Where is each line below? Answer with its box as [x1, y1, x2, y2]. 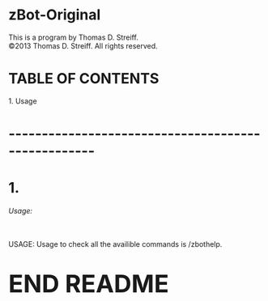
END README [8, 268, 169, 299]
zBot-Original [8, 6, 101, 24]
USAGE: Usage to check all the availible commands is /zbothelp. [8, 240, 223, 249]
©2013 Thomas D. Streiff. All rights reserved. [8, 40, 158, 50]
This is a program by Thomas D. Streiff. [8, 32, 139, 42]
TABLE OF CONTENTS [8, 70, 160, 88]
